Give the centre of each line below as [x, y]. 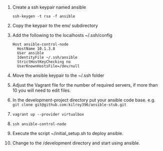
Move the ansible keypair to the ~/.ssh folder [58, 75]
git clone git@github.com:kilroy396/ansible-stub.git [69, 105]
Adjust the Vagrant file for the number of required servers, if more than [85, 85]
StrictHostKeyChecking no [44, 62]
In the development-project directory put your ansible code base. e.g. [84, 100]
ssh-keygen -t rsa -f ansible [44, 16]
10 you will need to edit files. [42, 90]
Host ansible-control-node [40, 44]
